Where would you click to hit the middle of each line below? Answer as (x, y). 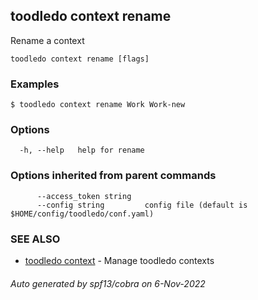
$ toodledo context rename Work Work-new (98, 105)
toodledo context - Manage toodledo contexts (119, 260)
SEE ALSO (35, 239)
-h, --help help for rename (82, 150)
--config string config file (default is (142, 205)
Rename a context (47, 40)
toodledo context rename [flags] (80, 59)
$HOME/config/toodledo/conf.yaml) (82, 214)
